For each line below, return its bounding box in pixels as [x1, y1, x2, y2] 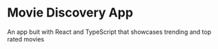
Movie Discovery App [7, 5, 133, 21]
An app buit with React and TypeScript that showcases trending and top [7, 28, 212, 36]
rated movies [7, 35, 45, 43]
